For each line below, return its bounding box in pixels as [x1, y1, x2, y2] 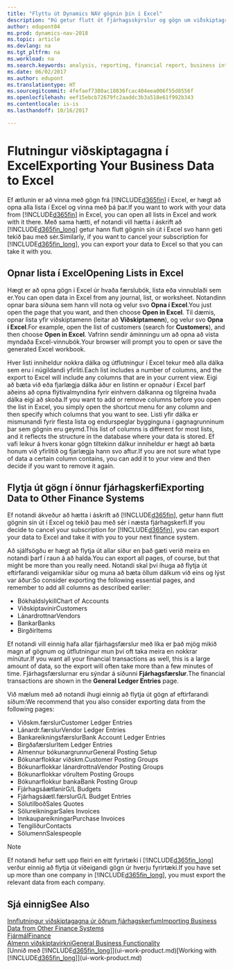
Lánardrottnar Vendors [17, 612, 81, 620]
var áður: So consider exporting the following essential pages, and [7, 576, 196, 584]
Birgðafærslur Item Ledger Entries [17, 740, 113, 749]
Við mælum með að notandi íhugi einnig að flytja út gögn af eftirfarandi [7, 690, 209, 699]
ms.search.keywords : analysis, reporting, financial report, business [7, 62, 216, 69]
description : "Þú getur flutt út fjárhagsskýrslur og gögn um [7, 17, 191, 24]
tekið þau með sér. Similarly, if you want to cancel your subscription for [7, 232, 209, 240]
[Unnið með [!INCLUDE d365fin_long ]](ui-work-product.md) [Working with [7, 946, 217, 955]
